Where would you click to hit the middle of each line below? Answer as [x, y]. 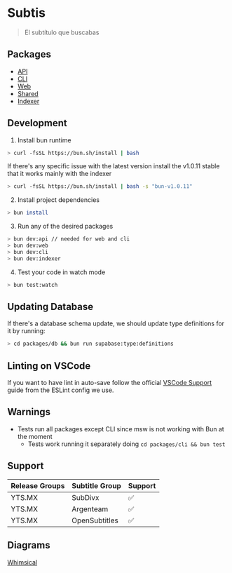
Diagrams [29, 545]
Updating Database [50, 306]
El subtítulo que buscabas [62, 32]
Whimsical [22, 562]
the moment [35, 436]
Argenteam [90, 508]
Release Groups [38, 485]
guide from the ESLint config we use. [61, 390]
